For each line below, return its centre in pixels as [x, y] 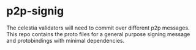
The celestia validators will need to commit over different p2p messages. [98, 28]
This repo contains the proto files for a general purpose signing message [98, 34]
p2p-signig [35, 11]
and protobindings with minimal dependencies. [65, 40]
